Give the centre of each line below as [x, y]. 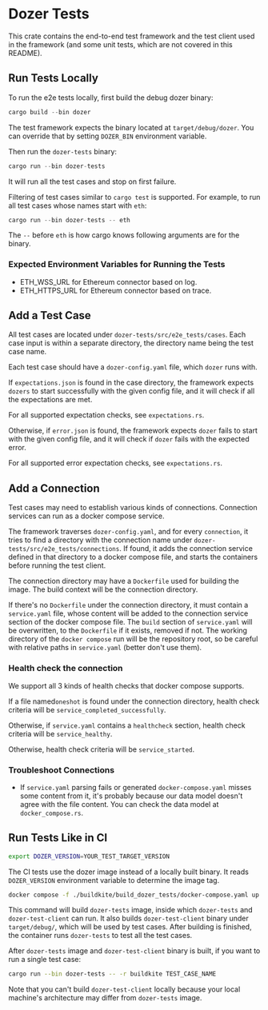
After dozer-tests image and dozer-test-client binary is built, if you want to [134, 951]
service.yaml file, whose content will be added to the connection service [128, 613]
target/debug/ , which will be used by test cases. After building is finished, [130, 927]
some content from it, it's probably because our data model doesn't [131, 796]
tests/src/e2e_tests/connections [64, 549]
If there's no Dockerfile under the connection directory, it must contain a [128, 605]
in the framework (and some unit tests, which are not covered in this [121, 44]
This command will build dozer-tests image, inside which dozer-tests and [131, 910]
